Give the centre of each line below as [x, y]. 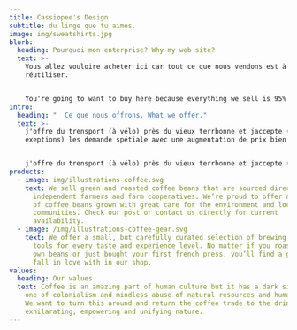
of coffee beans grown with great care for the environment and [153, 204]
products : [27, 172]
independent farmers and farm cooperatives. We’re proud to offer [157, 196]
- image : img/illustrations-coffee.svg [91, 180]
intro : [21, 107]
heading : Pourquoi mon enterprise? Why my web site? [116, 50]
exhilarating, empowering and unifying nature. [114, 311]
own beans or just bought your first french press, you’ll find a [157, 254]
